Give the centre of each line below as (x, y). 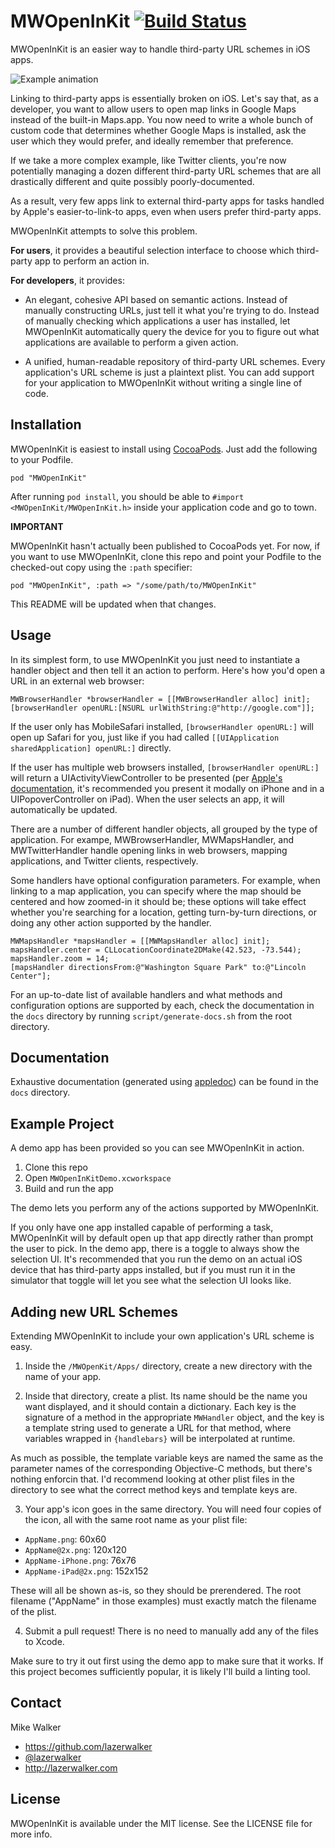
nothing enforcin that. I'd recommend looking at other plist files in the (152, 1479)
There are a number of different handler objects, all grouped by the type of (164, 829)
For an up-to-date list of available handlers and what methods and (146, 994)
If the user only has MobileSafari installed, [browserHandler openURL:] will (162, 726)
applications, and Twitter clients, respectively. (104, 861)
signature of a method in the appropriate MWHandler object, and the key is (174, 1417)
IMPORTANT (37, 526)
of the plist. (33, 1611)
